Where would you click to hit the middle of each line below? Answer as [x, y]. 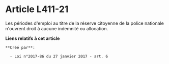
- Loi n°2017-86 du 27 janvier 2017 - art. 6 [59, 56]
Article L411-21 [37, 9]
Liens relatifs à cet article [33, 38]
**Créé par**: [20, 47]
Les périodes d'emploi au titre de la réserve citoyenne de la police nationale [84, 23]
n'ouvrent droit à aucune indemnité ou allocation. [57, 28]
